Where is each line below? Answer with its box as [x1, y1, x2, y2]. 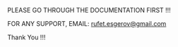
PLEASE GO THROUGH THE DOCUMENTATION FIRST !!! [7, 6, 171, 14]
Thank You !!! [7, 33, 46, 41]
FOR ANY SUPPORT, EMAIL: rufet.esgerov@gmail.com [7, 20, 167, 27]
